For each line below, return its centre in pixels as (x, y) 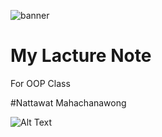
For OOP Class (40, 83)
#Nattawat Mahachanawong (68, 102)
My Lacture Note (81, 56)
